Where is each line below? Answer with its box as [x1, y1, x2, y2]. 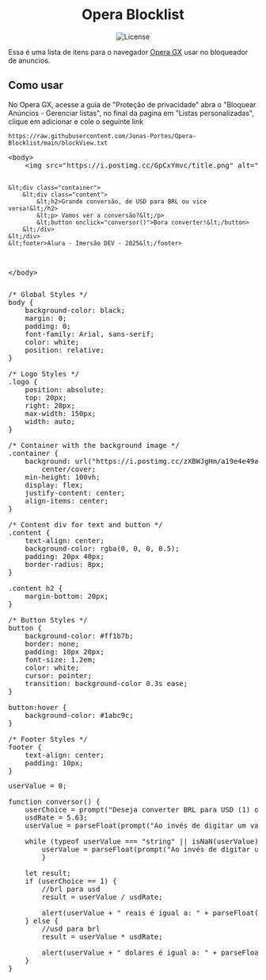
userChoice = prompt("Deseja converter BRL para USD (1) [25, 804, 251, 814]
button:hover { [8, 703, 67, 712]
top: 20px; [25, 393, 67, 402]
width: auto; [25, 417, 75, 426]
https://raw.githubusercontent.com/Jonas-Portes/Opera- [8, 132, 196, 140]
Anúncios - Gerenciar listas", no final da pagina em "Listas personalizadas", [8, 108, 255, 118]
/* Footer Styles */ [8, 735, 89, 743]
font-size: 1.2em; [25, 655, 97, 664]
